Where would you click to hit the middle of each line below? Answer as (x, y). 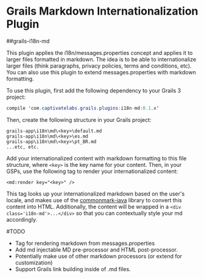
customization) (34, 263)
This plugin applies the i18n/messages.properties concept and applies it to (100, 52)
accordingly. (22, 219)
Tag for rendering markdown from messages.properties (85, 243)
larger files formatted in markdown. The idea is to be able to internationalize (101, 59)
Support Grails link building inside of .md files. (73, 269)
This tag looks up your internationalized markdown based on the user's (96, 194)
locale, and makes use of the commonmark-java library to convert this (94, 200)
